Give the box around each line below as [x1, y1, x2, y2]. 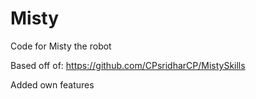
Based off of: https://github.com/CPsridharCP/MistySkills [10, 59, 246, 71]
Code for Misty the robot [10, 40, 112, 52]
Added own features [10, 78, 95, 91]
